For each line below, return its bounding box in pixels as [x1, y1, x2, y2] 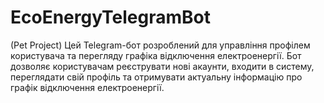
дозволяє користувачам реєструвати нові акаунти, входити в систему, [10, 60, 315, 72]
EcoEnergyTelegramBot [10, 6, 212, 29]
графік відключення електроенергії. [10, 81, 165, 93]
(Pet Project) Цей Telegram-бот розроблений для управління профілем [10, 39, 311, 51]
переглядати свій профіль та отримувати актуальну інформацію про [10, 71, 303, 83]
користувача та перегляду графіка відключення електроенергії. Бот [10, 49, 302, 61]
